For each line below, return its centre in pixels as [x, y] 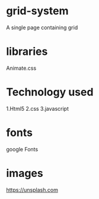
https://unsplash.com [32, 189]
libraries [27, 52]
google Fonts [22, 149]
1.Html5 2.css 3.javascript [38, 108]
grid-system [37, 11]
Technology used [50, 92]
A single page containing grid [42, 27]
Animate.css [21, 68]
